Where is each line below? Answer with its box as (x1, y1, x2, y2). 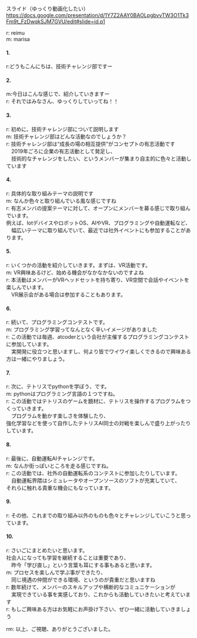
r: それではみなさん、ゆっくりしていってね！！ (6, 98, 119, 105)
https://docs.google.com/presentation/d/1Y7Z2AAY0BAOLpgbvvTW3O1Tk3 (6, 12, 189, 19)
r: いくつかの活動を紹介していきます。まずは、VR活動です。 (6, 262, 151, 269)
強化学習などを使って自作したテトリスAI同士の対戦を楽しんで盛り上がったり (6, 420, 191, 427)
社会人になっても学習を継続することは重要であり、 (6, 555, 129, 562)
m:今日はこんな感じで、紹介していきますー (6, 91, 110, 98)
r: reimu (6, 29, 25, 36)
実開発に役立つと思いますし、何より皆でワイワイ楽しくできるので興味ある (11, 348, 192, 355)
